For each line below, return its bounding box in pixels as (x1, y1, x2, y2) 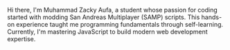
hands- (201, 13, 222, 21)
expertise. (7, 35, 36, 43)
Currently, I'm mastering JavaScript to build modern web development (7, 27, 208, 36)
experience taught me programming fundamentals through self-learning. (16, 21, 224, 28)
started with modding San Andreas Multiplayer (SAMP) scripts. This (7, 13, 200, 21)
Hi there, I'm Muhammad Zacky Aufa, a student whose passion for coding (7, 6, 218, 14)
